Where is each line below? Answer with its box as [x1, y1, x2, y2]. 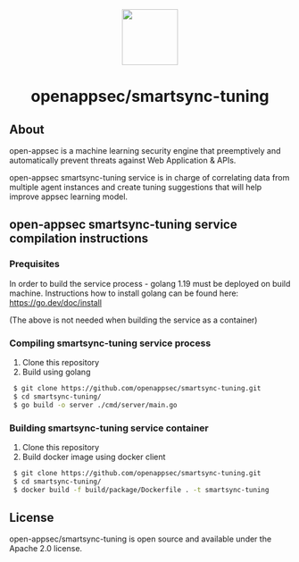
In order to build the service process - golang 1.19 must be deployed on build [9, 278, 291, 289]
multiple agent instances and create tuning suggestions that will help [9, 182, 262, 192]
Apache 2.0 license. [9, 543, 83, 554]
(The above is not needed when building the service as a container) [9, 315, 258, 325]
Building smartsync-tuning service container [9, 422, 209, 434]
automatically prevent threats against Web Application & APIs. [9, 155, 237, 165]
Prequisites [9, 258, 60, 271]
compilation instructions [9, 231, 149, 247]
